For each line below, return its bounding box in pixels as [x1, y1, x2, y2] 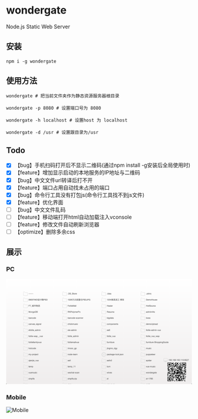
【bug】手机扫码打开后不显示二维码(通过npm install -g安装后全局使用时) [14, 161, 190, 169]
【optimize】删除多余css [14, 228, 75, 235]
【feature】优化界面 [14, 199, 64, 206]
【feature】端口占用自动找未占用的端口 [14, 184, 110, 191]
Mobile [6, 393, 27, 401]
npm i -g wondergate [6, 58, 57, 64]
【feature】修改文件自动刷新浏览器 [14, 220, 100, 227]
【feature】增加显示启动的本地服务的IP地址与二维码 [14, 169, 140, 176]
